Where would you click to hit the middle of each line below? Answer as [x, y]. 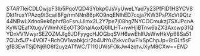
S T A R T [15, 9]
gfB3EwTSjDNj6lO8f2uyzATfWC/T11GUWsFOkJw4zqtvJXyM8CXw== [92, 46]
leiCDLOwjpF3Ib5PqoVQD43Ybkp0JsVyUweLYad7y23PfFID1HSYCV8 [108, 9]
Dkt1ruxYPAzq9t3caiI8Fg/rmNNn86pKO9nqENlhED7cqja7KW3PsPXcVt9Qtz [99, 15]
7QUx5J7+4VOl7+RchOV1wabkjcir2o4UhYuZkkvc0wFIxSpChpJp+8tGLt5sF [99, 40]
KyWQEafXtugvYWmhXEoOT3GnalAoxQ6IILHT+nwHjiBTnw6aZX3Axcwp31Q [100, 27]
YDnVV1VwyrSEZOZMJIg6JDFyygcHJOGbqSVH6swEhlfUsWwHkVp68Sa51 [99, 34]
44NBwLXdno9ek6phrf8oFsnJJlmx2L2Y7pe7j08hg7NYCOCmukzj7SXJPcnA [100, 21]
